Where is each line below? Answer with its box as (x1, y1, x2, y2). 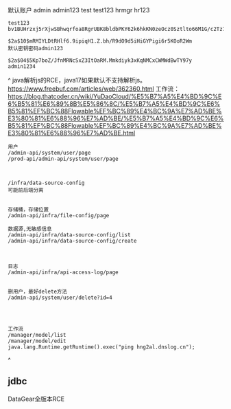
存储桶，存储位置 (8, 206, 49, 213)
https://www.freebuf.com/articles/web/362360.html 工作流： (8, 85, 180, 93)
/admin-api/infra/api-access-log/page (8, 269, 119, 276)
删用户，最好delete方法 (8, 288, 68, 295)
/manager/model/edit (8, 338, 67, 344)
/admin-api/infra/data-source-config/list (8, 232, 131, 239)
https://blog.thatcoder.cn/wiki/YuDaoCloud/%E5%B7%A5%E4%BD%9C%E (8, 92, 222, 100)
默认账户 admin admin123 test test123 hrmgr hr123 (8, 6, 150, 14)
